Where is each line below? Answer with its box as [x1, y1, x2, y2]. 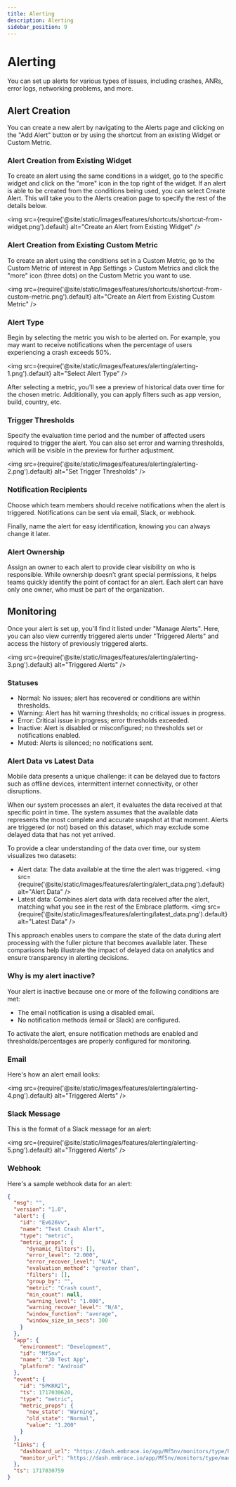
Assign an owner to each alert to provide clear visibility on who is [7, 563, 196, 571]
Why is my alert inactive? [7, 971, 96, 981]
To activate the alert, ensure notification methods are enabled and [7, 1029, 198, 1037]
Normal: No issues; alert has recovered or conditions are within [17, 694, 200, 703]
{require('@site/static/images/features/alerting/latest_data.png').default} [17, 910, 228, 918]
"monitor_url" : [20, 1454, 65, 1462]
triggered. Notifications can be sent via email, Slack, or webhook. [7, 508, 197, 517]
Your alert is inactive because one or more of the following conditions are [7, 987, 220, 995]
